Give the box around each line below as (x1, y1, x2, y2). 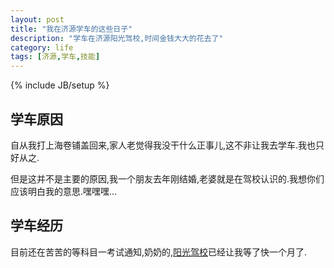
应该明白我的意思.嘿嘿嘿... (10, 185, 118, 197)
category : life (10, 42, 74, 53)
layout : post (10, 14, 65, 25)
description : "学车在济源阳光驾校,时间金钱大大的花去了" (10, 33, 224, 43)
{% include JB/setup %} (10, 79, 110, 91)
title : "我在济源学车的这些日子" (10, 24, 133, 34)
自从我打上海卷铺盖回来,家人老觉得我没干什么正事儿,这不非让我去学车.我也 (10, 139, 317, 151)
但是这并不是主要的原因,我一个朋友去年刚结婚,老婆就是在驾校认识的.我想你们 (10, 172, 325, 185)
